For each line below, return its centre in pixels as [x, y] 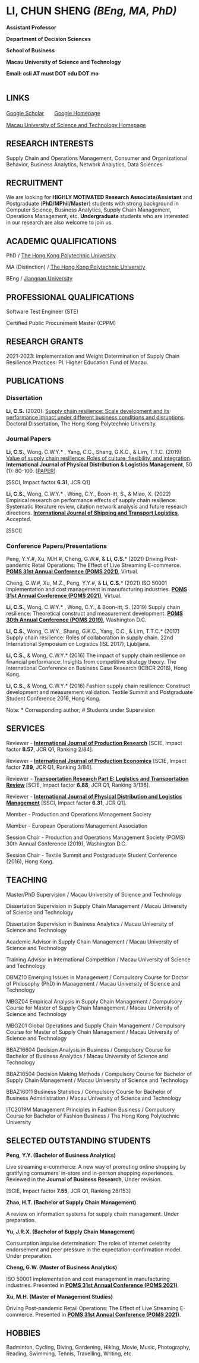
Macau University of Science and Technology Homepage [76, 125]
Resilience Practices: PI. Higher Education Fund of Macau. [77, 362]
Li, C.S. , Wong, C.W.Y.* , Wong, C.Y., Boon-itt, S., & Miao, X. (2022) [89, 494]
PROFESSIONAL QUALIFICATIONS [70, 297]
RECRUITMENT [35, 183]
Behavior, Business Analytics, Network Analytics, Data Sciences [84, 164]
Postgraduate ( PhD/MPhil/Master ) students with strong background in [93, 204]
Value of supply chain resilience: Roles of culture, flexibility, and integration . [99, 458]
